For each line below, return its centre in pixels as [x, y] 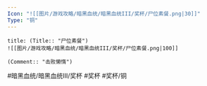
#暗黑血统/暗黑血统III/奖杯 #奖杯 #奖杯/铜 [67, 76]
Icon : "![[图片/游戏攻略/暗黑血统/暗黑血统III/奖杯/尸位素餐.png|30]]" [104, 14]
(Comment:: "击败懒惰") [40, 62]
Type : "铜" [23, 20]
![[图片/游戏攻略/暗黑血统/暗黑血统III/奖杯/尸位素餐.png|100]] [93, 48]
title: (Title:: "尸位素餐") [48, 41]
